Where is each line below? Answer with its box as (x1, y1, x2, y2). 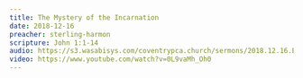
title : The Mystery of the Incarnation (9, 13, 160, 22)
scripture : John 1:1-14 (9, 38, 99, 48)
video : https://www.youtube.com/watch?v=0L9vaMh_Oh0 (9, 55, 212, 64)
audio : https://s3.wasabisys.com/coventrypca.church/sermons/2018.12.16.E (9, 47, 297, 56)
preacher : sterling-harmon (9, 30, 111, 39)
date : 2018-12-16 (9, 22, 75, 30)
